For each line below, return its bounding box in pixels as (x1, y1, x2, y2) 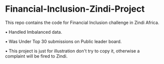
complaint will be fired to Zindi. (5, 53, 68, 59)
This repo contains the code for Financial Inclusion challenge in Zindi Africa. (5, 20, 160, 25)
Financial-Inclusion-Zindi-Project (5, 3, 145, 15)
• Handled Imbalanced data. (5, 29, 63, 35)
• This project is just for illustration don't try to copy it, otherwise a (5, 48, 140, 54)
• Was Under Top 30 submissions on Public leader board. (5, 38, 122, 44)
